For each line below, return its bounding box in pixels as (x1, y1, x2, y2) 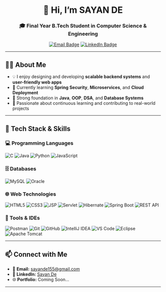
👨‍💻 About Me (5, 60, 46, 69)
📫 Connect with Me (5, 250, 68, 259)
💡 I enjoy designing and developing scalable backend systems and (12, 74, 150, 80)
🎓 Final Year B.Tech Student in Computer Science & (19, 22, 147, 29)
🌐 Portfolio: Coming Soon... (12, 276, 69, 282)
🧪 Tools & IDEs (5, 214, 41, 221)
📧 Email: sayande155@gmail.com (12, 266, 80, 272)
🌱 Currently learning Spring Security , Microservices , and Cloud (12, 84, 144, 90)
